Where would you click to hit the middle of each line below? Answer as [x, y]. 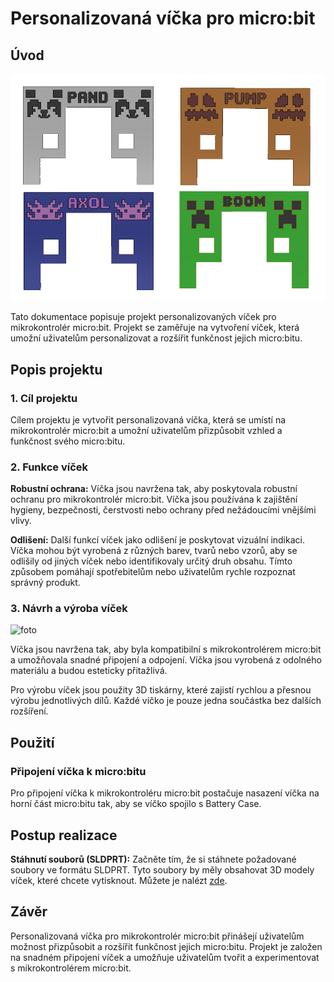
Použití [32, 742]
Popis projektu [56, 369]
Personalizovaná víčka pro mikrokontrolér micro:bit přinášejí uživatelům [157, 936]
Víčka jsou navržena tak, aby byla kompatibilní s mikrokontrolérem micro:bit [166, 649]
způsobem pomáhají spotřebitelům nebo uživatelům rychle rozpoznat [153, 572]
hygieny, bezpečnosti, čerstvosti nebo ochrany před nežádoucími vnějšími [163, 510]
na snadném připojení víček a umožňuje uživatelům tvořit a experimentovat [165, 957]
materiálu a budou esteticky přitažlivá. [89, 671]
